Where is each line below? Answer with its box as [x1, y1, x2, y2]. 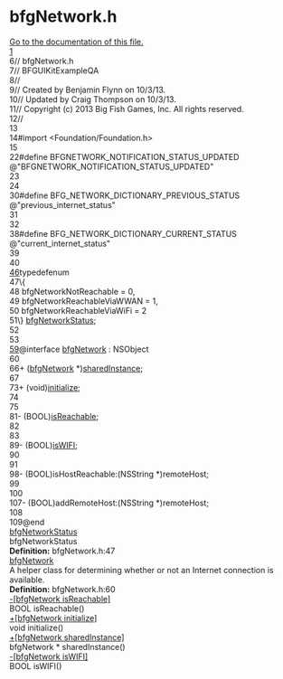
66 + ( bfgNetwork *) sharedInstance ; [9, 363, 143, 373]
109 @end [9, 516, 45, 527]
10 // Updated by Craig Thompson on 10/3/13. [9, 93, 176, 105]
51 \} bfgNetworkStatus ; [9, 315, 97, 325]
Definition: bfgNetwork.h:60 [9, 583, 116, 594]
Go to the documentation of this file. [9, 36, 144, 47]
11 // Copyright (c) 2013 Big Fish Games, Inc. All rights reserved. [9, 103, 244, 114]
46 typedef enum [9, 267, 70, 278]
